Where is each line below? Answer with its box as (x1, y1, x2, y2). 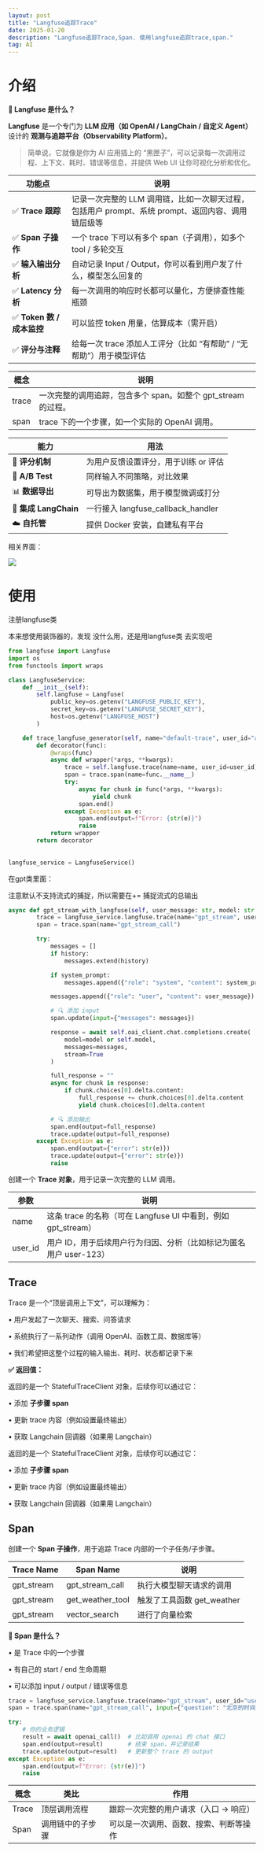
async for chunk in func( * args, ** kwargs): (78, 785, 223, 793)
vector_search (66, 1609, 119, 1620)
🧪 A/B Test (12, 471, 53, 482)
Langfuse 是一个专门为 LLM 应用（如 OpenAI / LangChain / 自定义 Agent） (8, 121, 253, 131)
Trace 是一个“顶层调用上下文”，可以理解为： (8, 1298, 152, 1307)
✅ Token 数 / (12, 312, 60, 323)
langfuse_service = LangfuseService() (8, 859, 135, 867)
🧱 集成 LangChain (12, 503, 79, 514)
